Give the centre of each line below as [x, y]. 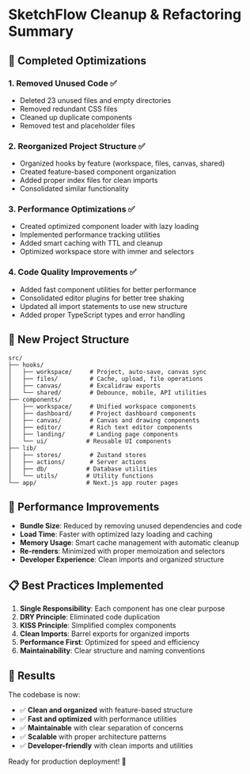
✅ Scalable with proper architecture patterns [93, 737]
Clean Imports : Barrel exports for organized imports [104, 634]
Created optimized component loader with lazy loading [109, 227]
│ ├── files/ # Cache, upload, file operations [106, 379]
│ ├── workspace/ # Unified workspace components [102, 406]
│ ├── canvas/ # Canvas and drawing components [104, 420]
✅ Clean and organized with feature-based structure [106, 710]
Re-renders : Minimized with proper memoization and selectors [122, 551]
